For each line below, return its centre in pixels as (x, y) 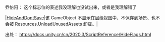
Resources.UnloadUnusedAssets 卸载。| (56, 24)
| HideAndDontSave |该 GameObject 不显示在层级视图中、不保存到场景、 (78, 18)
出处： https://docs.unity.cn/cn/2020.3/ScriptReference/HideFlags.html (78, 34)
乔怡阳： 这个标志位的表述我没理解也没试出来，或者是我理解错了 (71, 7)
